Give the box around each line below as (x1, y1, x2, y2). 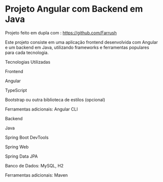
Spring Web (5, 144, 29, 149)
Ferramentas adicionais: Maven (5, 172, 68, 178)
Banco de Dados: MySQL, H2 (5, 163, 64, 168)
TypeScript (5, 87, 27, 93)
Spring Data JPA (5, 153, 38, 159)
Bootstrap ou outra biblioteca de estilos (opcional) (5, 96, 106, 103)
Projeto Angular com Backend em (5, 3, 143, 15)
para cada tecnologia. (5, 50, 49, 55)
